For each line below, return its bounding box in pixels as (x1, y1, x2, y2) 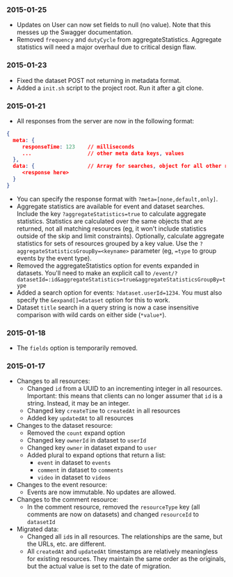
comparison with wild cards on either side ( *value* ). (16, 310, 167, 318)
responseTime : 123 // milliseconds (22, 143, 135, 151)
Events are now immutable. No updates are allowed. (26, 488, 177, 496)
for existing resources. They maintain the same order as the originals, (26, 555, 226, 563)
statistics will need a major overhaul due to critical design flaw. (16, 43, 197, 52)
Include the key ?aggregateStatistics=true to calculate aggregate (16, 209, 207, 217)
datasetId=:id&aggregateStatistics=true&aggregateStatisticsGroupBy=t (16, 276, 226, 283)
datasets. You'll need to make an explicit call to (16, 268, 151, 277)
